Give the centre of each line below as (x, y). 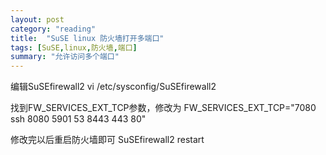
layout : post (37, 19)
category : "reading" (53, 29)
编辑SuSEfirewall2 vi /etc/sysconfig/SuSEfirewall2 (113, 87)
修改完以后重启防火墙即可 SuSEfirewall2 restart (107, 140)
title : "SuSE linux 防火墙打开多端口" (87, 38)
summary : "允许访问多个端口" (65, 57)
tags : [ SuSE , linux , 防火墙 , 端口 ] (74, 47)
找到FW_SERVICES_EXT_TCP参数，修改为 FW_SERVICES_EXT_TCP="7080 (163, 108)
